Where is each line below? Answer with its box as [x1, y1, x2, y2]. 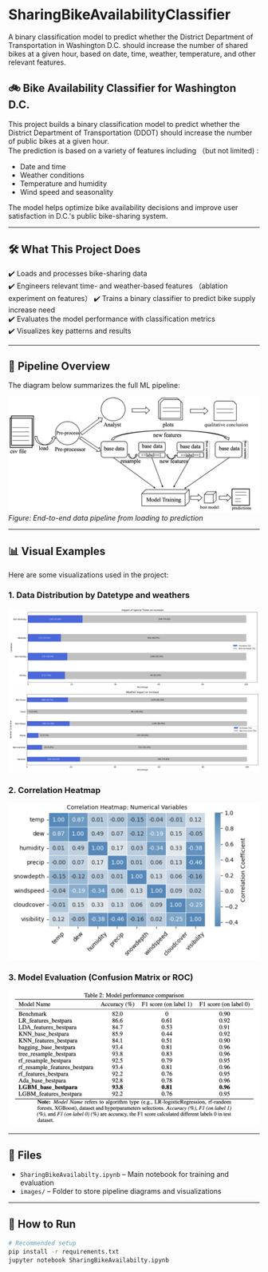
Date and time [19, 161, 66, 171]
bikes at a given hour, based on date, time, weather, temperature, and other [8, 49, 256, 58]
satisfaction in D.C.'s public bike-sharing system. [8, 211, 168, 220]
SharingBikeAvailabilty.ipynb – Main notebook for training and [19, 1170, 230, 1179]
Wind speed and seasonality [19, 187, 114, 196]
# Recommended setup [8, 1239, 77, 1247]
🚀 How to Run [8, 1217, 77, 1230]
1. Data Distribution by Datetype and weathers [8, 589, 190, 600]
